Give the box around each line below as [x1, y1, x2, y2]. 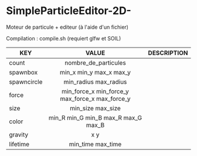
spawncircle [9, 77, 43, 86]
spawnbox [9, 68, 38, 76]
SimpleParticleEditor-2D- [6, 4, 132, 18]
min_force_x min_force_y [61, 87, 129, 95]
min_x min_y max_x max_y [59, 68, 131, 76]
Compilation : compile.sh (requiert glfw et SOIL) [6, 35, 121, 42]
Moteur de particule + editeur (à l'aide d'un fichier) [6, 23, 129, 30]
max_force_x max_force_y [60, 94, 131, 103]
